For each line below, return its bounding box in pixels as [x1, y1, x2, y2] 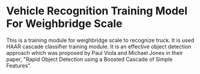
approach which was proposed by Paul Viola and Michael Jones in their [6, 49, 183, 56]
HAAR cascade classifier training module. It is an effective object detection [6, 43, 192, 50]
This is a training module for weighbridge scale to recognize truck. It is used [6, 36, 195, 44]
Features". [6, 61, 32, 69]
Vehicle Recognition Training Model [6, 4, 188, 18]
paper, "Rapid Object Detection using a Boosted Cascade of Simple [6, 55, 173, 63]
